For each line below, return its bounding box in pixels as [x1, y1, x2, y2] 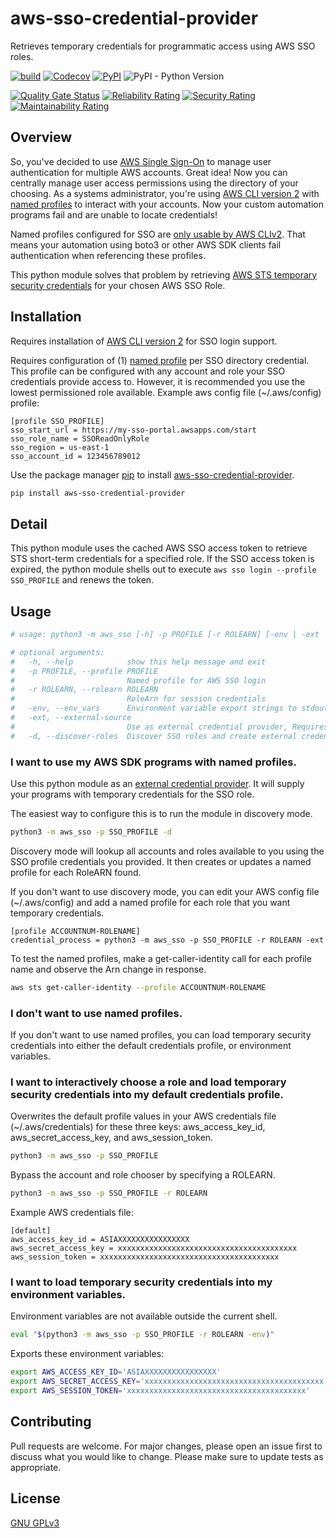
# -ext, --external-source [10, 713, 132, 723]
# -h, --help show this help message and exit [10, 657, 267, 667]
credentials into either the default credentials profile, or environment [10, 1040, 292, 1052]
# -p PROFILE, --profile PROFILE [10, 666, 159, 676]
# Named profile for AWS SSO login [10, 675, 267, 686]
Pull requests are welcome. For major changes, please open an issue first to [10, 1440, 323, 1452]
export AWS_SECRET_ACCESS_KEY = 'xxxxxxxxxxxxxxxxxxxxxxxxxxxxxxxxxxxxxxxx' [10, 1377, 329, 1387]
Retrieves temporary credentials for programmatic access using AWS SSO [10, 40, 316, 52]
